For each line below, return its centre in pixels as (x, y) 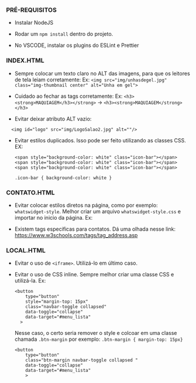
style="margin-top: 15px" (57, 302)
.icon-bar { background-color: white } (63, 178)
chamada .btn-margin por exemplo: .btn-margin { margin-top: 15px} (99, 339)
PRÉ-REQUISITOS (31, 10)
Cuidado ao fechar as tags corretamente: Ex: (68, 96)
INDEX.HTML (25, 60)
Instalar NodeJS (34, 23)
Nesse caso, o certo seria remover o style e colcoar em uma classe (96, 333)
